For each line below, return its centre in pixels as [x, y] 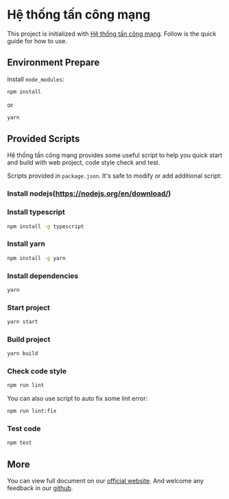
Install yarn [26, 244]
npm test [20, 443]
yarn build [23, 353]
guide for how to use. [37, 40]
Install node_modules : [36, 79]
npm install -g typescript [46, 227]
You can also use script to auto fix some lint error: [77, 399]
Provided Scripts [44, 138]
